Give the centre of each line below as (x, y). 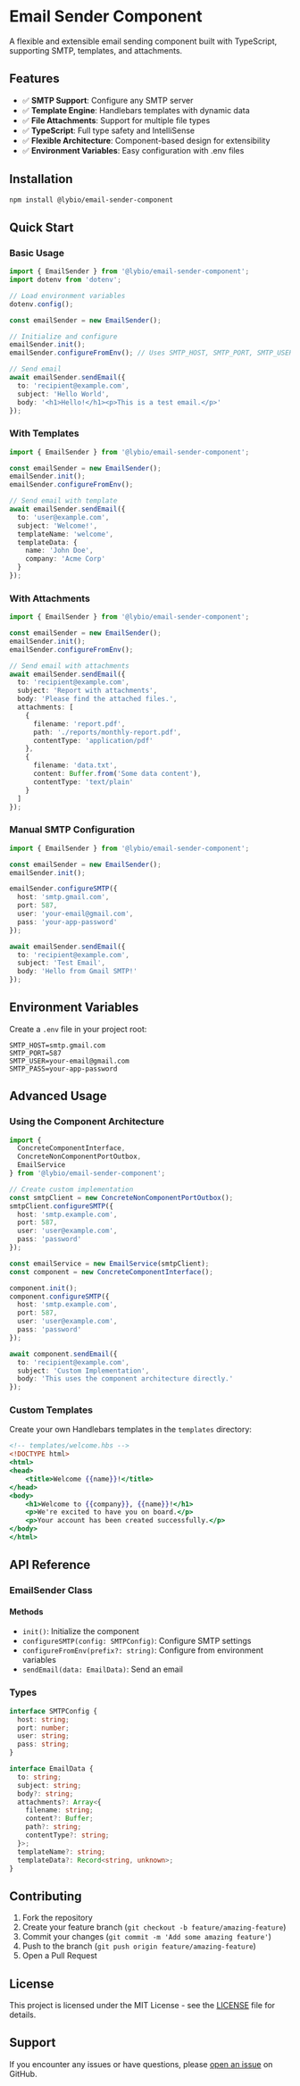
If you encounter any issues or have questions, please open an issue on (141, 2064)
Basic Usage (37, 253)
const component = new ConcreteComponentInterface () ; (112, 1272)
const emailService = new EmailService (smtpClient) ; (109, 1264)
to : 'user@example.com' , (63, 517)
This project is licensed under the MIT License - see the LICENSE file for (142, 2005)
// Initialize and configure (63, 337)
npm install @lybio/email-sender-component (92, 200)
